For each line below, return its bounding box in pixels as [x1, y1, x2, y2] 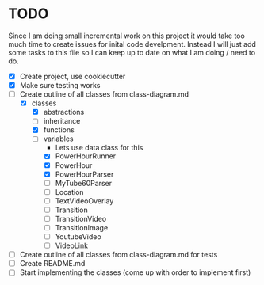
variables [43, 134, 74, 143]
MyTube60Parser [55, 178, 113, 188]
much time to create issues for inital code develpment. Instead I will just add [8, 39, 256, 48]
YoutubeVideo [55, 232, 101, 241]
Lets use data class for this [55, 143, 143, 153]
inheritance [43, 116, 81, 126]
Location [55, 187, 85, 196]
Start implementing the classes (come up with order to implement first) [19, 268, 251, 277]
